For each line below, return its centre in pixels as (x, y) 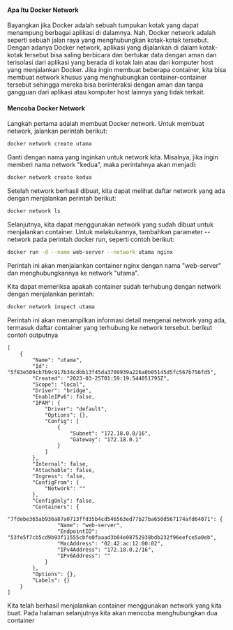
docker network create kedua (50, 178)
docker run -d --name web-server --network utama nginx (90, 252)
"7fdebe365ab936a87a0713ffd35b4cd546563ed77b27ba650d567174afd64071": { (115, 519)
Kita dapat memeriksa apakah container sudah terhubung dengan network (114, 286)
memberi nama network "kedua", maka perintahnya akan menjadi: (102, 165)
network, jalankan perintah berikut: (58, 131)
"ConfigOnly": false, (64, 501)
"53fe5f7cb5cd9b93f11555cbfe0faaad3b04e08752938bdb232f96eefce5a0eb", (112, 537)
